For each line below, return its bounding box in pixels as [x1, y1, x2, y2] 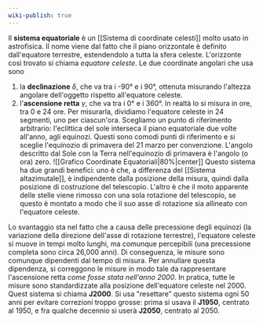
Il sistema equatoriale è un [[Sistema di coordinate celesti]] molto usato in [8, 33, 249, 42]
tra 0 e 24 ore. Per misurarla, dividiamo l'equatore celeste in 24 [19, 107, 225, 116]
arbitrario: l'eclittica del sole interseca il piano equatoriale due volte [19, 123, 237, 133]
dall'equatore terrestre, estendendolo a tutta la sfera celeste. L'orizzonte [8, 50, 242, 59]
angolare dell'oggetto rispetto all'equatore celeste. [19, 90, 183, 99]
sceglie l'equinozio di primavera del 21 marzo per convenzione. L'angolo [19, 140, 254, 149]
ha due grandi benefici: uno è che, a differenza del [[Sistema [19, 165, 216, 174]
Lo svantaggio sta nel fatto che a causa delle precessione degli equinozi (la [8, 222, 252, 232]
